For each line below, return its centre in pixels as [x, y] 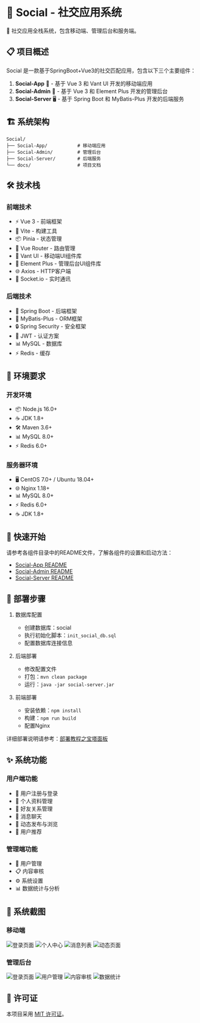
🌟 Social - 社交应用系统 [64, 13]
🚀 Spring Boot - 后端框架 [46, 311]
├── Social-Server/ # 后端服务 [54, 159]
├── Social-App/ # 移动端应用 [56, 145]
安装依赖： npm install [53, 711]
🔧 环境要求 [26, 376]
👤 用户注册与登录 [36, 793]
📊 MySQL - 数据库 [39, 343]
